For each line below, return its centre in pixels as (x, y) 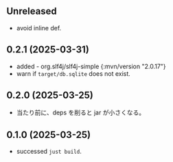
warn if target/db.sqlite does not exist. (73, 73)
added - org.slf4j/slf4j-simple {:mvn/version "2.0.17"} (91, 66)
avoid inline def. (39, 28)
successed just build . (49, 152)
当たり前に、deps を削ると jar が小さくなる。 (81, 112)
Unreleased (32, 11)
